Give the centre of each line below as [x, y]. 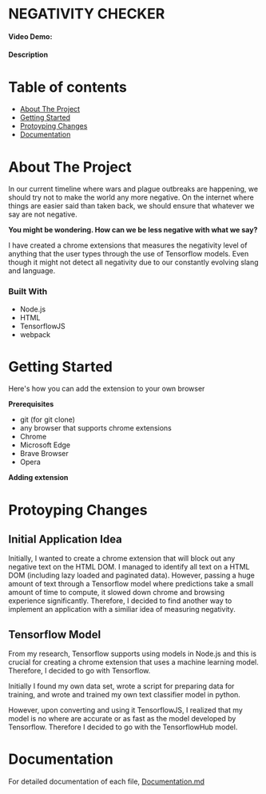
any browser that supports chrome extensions [95, 428]
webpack [35, 334]
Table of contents [68, 87]
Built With [28, 292]
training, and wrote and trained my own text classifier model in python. [125, 695]
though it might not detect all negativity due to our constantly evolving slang [133, 262]
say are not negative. [43, 214]
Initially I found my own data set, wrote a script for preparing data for [121, 686]
